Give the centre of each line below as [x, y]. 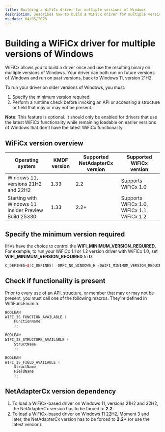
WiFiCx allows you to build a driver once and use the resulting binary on [78, 68]
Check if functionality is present [55, 281]
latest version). [27, 424]
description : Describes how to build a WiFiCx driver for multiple [76, 14]
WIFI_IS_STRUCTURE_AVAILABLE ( [37, 340]
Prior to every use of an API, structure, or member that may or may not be [80, 293]
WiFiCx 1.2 [134, 217]
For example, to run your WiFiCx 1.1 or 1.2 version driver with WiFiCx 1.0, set [82, 251]
